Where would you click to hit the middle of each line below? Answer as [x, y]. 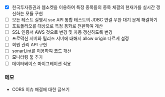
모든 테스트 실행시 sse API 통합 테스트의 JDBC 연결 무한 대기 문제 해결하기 [85, 20]
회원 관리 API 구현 [29, 45]
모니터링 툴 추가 [27, 57]
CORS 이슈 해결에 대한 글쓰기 [41, 89]
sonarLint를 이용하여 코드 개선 [42, 51]
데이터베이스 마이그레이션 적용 [41, 63]
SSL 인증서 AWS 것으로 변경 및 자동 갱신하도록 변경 [62, 32]
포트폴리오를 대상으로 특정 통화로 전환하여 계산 [57, 26]
